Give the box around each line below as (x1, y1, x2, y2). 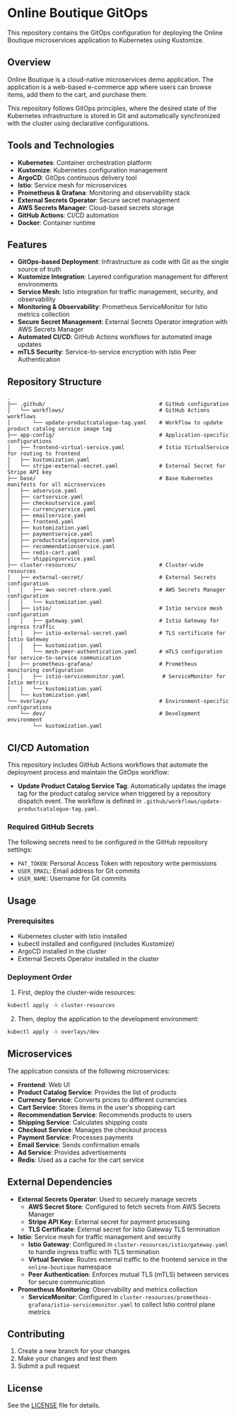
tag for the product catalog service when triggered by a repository (17, 789, 211, 797)
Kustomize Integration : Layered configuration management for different (17, 272, 228, 281)
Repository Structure (7, 376, 102, 388)
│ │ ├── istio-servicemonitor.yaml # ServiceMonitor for (7, 673, 226, 680)
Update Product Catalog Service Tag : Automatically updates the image (17, 782, 226, 790)
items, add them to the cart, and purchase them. (7, 90, 148, 98)
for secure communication (28, 1277, 105, 1286)
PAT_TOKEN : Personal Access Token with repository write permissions (17, 859, 217, 868)
